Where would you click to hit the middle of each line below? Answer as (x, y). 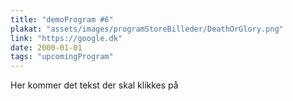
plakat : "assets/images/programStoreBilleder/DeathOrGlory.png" (147, 29)
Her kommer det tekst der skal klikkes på (94, 85)
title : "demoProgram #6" (62, 19)
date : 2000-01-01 (46, 47)
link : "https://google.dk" (66, 38)
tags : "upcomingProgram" (62, 57)
